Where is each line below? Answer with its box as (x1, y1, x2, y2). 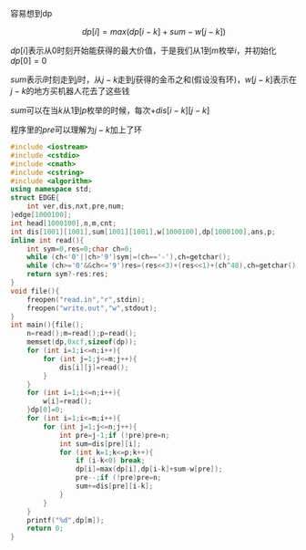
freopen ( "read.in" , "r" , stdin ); (26, 295, 146, 304)
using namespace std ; (10, 185, 93, 194)
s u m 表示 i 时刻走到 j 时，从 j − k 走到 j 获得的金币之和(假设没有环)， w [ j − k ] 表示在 (10, 74, 297, 85)
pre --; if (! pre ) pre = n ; (75, 473, 162, 483)
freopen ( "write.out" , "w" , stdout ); (26, 304, 158, 313)
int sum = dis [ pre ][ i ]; (58, 439, 142, 449)
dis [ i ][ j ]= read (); (58, 363, 129, 372)
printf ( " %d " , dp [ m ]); (26, 515, 105, 524)
